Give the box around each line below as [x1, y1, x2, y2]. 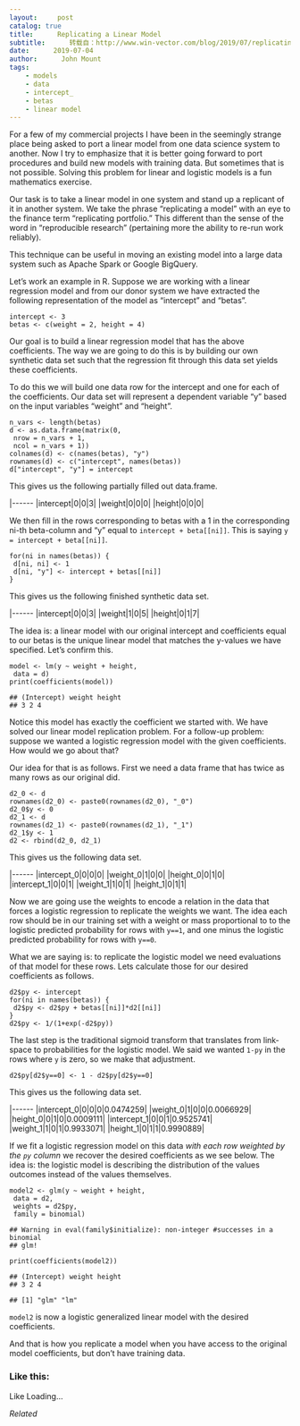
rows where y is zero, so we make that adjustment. [9, 1054, 196, 1065]
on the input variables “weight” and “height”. [9, 401, 172, 412]
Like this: [9, 1371, 50, 1383]
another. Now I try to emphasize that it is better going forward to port [9, 149, 263, 159]
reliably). [9, 232, 42, 242]
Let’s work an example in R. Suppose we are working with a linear [9, 276, 251, 287]
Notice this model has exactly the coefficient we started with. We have [9, 717, 269, 727]
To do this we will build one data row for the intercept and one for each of [9, 382, 279, 393]
